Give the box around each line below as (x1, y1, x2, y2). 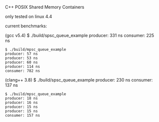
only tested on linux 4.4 (5, 14, 53, 19)
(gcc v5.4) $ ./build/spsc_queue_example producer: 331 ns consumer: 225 (5, 33, 155, 38)
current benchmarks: (5, 23, 47, 29)
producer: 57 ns (5, 51, 38, 56)
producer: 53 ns (5, 56, 38, 61)
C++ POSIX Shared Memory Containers (5, 4, 85, 10)
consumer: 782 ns (5, 68, 40, 73)
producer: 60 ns (5, 60, 38, 65)
